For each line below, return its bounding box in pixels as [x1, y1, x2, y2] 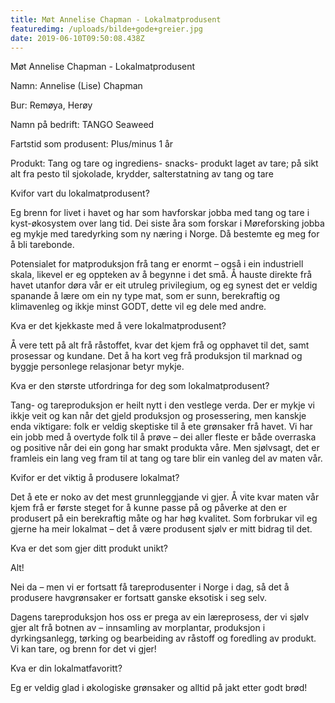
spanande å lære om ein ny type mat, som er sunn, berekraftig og [10, 290, 280, 302]
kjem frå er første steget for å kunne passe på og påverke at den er [10, 502, 288, 514]
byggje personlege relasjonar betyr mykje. [10, 361, 185, 373]
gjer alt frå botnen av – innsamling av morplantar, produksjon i [10, 622, 266, 634]
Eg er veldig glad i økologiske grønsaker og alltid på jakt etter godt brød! [10, 682, 308, 694]
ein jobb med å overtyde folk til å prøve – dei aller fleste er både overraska [10, 431, 317, 443]
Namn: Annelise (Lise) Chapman [10, 80, 143, 92]
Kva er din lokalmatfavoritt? [10, 662, 123, 675]
